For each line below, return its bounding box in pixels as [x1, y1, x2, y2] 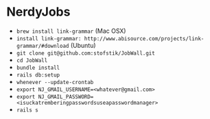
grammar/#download [16, 42, 69, 49]
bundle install [16, 64, 60, 71]
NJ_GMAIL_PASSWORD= [38, 93, 94, 100]
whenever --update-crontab [16, 79, 94, 85]
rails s [16, 107, 38, 114]
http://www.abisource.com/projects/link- [84, 35, 205, 42]
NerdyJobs [6, 4, 71, 20]
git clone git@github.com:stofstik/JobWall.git [16, 49, 155, 57]
